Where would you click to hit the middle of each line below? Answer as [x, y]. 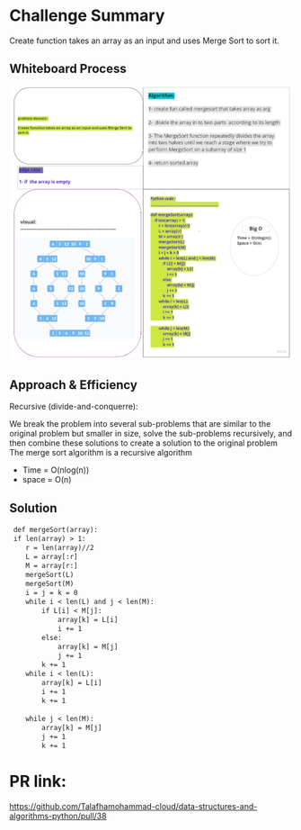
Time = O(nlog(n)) [56, 470]
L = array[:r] [52, 557]
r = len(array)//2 [60, 548]
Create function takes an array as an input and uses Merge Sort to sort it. [145, 41]
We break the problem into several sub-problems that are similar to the [140, 424]
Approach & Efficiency [73, 385]
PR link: [38, 782]
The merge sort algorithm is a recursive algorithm [101, 453]
